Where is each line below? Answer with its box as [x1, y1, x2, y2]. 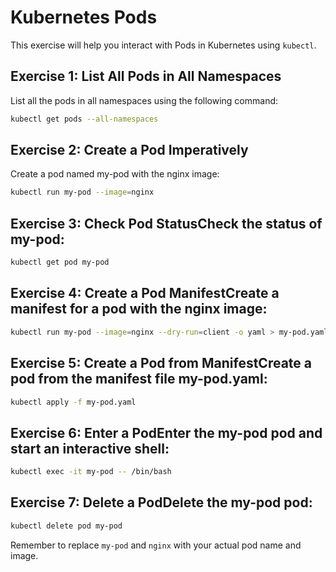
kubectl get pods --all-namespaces [10, 114, 159, 124]
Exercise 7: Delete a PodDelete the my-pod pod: [10, 494, 313, 511]
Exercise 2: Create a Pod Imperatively [10, 142, 249, 159]
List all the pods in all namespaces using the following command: [10, 94, 279, 106]
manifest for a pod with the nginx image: [10, 301, 268, 318]
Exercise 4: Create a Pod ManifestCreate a [10, 285, 280, 302]
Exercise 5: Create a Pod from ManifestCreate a [10, 355, 312, 372]
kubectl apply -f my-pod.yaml [10, 397, 137, 407]
